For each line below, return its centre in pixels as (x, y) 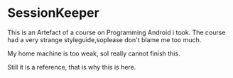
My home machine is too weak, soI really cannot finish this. (94, 53)
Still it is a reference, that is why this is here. (72, 67)
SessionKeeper (53, 13)
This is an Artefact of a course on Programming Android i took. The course (116, 32)
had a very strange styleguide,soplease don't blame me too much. (104, 39)
